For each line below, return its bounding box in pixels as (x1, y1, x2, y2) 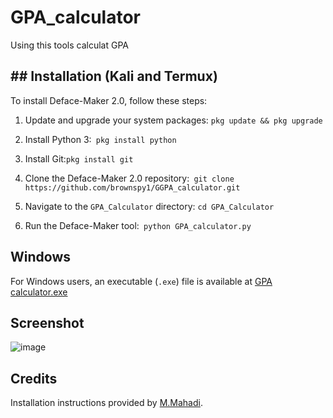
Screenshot (10, 314, 85, 331)
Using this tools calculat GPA (10, 39, 129, 51)
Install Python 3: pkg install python (24, 133, 177, 145)
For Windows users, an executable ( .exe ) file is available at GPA (10, 275, 273, 287)
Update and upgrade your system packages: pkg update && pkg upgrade (24, 114, 323, 126)
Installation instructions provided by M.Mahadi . (10, 397, 203, 409)
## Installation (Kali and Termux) (10, 68, 218, 85)
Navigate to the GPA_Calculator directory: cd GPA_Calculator (24, 200, 275, 212)
